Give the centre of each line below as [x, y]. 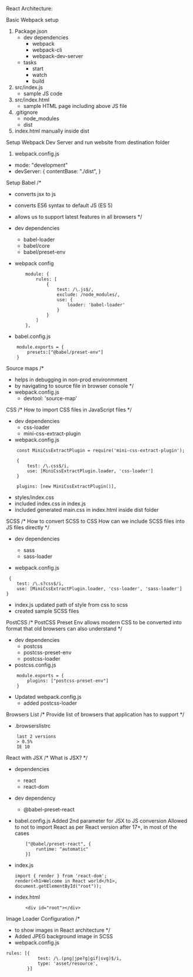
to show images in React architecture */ [62, 930]
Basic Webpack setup [32, 20]
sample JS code [43, 94]
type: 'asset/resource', [68, 964]
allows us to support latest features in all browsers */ [78, 217]
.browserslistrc [33, 726]
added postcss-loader [50, 703]
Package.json [31, 31]
